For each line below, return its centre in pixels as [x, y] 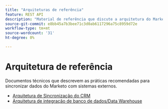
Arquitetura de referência [59, 67]
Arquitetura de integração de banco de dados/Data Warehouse [77, 101]
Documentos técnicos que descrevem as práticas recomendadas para [77, 80]
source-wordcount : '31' [30, 33]
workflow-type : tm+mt [28, 28]
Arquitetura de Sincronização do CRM [51, 95]
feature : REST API [24, 14]
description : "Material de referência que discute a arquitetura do [78, 19]
